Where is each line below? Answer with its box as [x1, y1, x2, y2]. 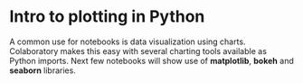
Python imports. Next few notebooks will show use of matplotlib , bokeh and [9, 55, 294, 66]
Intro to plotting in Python [9, 6, 205, 27]
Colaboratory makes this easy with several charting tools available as [9, 45, 267, 56]
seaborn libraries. [9, 65, 77, 76]
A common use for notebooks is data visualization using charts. [9, 36, 246, 47]
